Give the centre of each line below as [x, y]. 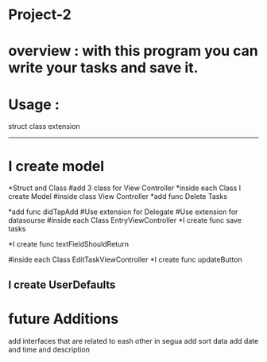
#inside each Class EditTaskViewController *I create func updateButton [125, 259]
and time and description [49, 349]
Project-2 [40, 15]
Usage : [34, 104]
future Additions [64, 319]
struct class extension [44, 127]
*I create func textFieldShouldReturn [69, 244]
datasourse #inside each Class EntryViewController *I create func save [125, 220]
